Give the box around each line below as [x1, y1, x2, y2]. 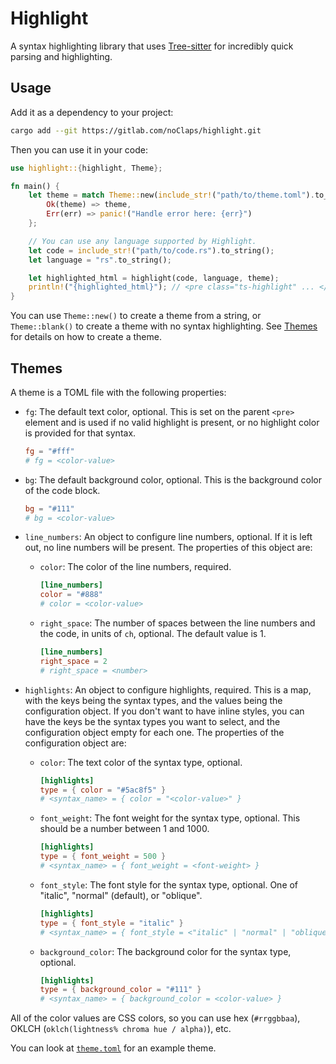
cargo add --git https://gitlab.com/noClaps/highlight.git [10, 125, 262, 136]
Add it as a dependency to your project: [10, 106, 174, 118]
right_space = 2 [39, 656, 108, 666]
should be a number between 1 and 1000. [39, 823, 210, 835]
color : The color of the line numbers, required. [39, 561, 232, 573]
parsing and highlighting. [10, 50, 113, 62]
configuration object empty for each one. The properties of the [24, 726, 285, 738]
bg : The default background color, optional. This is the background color [24, 473, 323, 486]
